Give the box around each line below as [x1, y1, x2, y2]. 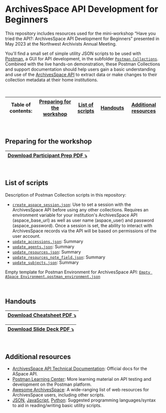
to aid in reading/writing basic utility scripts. [12, 403, 102, 409]
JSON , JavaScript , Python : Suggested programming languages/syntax [12, 397, 156, 403]
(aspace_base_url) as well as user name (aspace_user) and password [12, 217, 154, 223]
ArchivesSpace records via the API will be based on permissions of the [12, 228, 157, 234]
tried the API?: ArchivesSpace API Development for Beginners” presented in [5, 36, 160, 42]
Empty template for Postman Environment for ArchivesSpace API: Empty [5, 269, 151, 275]
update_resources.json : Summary [12, 249, 82, 255]
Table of [11, 101, 31, 108]
